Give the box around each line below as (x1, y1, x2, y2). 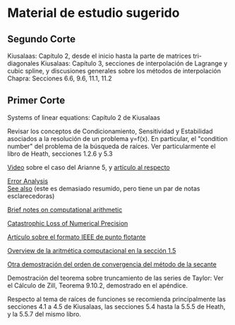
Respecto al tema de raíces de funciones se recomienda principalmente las (7, 295, 226, 303)
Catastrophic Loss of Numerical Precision (7, 219, 128, 227)
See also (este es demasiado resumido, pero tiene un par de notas (7, 184, 200, 192)
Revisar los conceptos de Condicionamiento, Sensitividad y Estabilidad (7, 127, 213, 135)
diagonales (7, 59, 40, 68)
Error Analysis (7, 176, 48, 185)
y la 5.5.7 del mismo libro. (7, 309, 81, 318)
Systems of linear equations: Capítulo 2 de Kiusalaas (7, 113, 161, 121)
